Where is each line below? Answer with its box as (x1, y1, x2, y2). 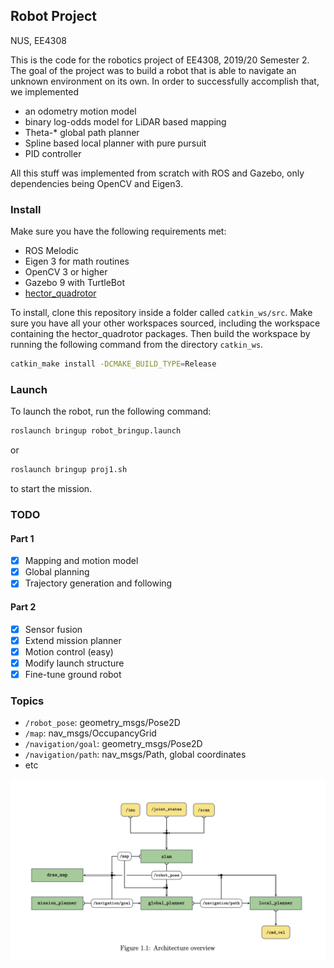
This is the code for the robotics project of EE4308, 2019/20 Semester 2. (10, 54, 310, 66)
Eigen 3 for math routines (24, 255, 130, 268)
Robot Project (10, 8, 97, 25)
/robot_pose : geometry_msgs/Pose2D (24, 717, 181, 729)
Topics (10, 694, 45, 708)
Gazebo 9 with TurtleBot (24, 277, 125, 289)
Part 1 (10, 532, 35, 544)
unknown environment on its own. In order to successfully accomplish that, (10, 75, 320, 87)
